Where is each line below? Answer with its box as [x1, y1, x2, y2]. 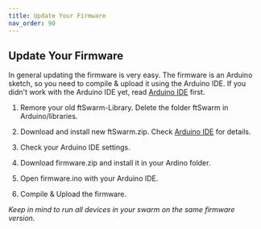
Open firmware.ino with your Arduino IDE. [19, 174, 159, 183]
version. [8, 214, 35, 223]
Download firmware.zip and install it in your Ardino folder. [19, 158, 211, 168]
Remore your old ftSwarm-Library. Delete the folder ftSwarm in [19, 103, 229, 112]
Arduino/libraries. [19, 112, 78, 121]
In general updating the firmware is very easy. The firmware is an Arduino [8, 70, 253, 80]
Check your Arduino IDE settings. [19, 142, 130, 153]
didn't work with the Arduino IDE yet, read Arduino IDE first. [8, 88, 205, 97]
